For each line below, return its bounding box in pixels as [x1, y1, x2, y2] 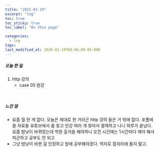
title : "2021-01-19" [5, 7, 47, 12]
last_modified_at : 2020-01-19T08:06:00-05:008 [5, 47, 101, 52]
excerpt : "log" [5, 12, 36, 16]
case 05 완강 [19, 82, 44, 88]
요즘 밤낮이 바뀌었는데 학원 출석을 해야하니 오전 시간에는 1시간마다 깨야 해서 [12, 129, 155, 135]
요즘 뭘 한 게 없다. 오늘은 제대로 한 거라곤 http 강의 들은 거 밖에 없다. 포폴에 [12, 117, 154, 122]
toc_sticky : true [5, 20, 40, 26]
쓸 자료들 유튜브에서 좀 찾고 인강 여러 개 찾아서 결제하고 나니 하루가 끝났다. [12, 122, 153, 128]
